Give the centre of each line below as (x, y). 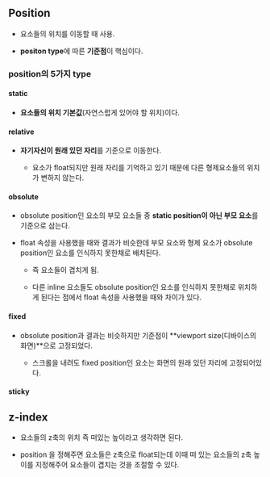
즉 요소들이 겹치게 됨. (65, 270)
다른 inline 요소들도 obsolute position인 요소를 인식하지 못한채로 (134, 287)
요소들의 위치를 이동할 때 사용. (67, 33)
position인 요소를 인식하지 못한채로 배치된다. (90, 253)
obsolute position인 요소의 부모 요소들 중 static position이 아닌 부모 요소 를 (139, 215)
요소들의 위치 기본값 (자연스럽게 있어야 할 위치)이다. (100, 112)
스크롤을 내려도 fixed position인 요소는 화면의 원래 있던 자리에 (130, 362)
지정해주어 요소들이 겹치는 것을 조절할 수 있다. (107, 464)
